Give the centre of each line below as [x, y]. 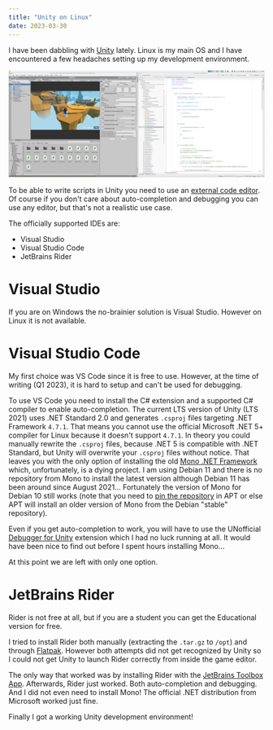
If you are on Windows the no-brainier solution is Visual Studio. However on [135, 312]
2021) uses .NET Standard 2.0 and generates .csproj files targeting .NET [131, 418]
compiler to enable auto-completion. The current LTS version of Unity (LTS [133, 409]
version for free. [35, 626]
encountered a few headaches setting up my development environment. [129, 59]
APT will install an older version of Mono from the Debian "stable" [118, 504]
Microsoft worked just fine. [54, 701]
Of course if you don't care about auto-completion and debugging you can [133, 199]
